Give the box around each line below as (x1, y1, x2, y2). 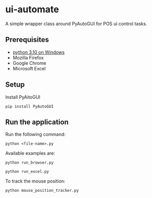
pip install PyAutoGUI (5, 104, 54, 109)
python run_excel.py (5, 169, 50, 174)
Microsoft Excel (12, 65, 46, 71)
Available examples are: (5, 150, 55, 156)
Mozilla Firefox (12, 54, 44, 61)
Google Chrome (12, 60, 47, 66)
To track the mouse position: (5, 178, 66, 184)
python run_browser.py (5, 160, 54, 165)
